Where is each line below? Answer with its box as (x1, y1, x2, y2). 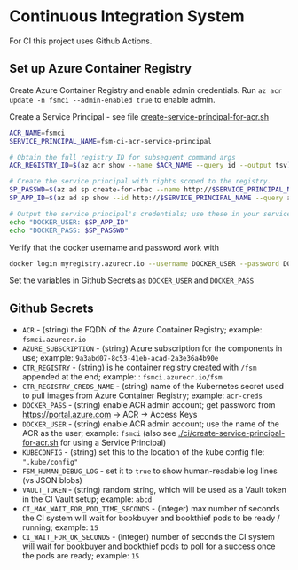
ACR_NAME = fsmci (9, 129, 66, 137)
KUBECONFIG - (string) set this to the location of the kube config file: (21, 447, 265, 457)
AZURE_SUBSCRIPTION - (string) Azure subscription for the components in (21, 343, 283, 354)
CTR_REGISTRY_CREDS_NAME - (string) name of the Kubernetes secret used (21, 381, 284, 392)
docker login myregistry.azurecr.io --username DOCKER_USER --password (9, 259, 279, 268)
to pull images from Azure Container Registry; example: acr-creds (21, 390, 263, 401)
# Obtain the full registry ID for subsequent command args (9, 152, 237, 161)
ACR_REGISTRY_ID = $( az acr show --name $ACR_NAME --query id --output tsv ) (9, 161, 292, 170)
